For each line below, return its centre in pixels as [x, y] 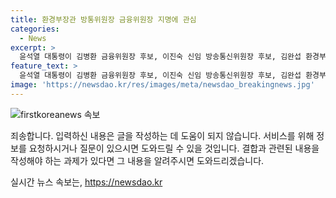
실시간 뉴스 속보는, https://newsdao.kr [86, 182]
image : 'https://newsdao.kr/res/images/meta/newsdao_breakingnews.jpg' [162, 85]
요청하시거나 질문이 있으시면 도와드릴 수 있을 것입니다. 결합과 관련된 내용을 [174, 148]
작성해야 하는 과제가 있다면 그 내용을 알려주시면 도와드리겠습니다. [137, 160]
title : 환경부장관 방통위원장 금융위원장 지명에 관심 [103, 19]
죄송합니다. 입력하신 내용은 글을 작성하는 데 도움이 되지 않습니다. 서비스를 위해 [162, 135]
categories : [35, 29]
